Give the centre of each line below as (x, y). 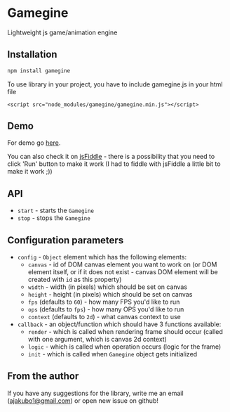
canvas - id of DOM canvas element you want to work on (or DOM (122, 264)
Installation (32, 54)
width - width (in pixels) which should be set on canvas (108, 287)
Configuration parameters (66, 240)
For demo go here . (34, 143)
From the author (43, 376)
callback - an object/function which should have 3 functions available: (119, 324)
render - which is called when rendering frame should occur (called (125, 332)
